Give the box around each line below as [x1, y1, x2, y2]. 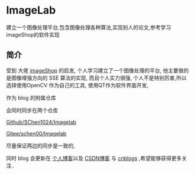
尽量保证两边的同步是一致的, [6, 142, 76, 149]
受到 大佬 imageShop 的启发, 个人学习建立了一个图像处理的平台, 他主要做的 [6, 67, 189, 74]
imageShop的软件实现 [6, 31, 60, 38]
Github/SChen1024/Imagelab [6, 119, 77, 126]
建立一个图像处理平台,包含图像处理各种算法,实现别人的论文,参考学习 [6, 24, 171, 31]
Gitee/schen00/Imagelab [6, 130, 67, 137]
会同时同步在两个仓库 [6, 107, 58, 114]
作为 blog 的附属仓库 [6, 94, 56, 101]
